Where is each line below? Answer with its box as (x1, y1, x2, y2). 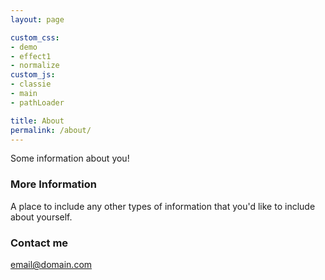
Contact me (10, 236, 69, 250)
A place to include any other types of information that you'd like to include (10, 200, 316, 212)
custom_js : (10, 70, 56, 80)
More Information (10, 177, 97, 191)
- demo (10, 42, 38, 52)
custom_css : (10, 32, 60, 43)
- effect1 (10, 51, 52, 61)
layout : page (10, 14, 65, 25)
